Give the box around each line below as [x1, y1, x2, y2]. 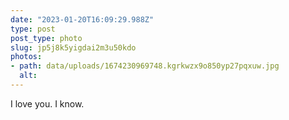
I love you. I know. [10, 97, 85, 110]
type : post [10, 24, 56, 34]
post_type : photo [10, 33, 83, 43]
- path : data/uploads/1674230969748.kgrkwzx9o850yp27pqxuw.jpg [10, 61, 280, 71]
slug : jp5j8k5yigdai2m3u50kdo [10, 42, 137, 53]
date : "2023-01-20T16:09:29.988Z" [10, 14, 155, 25]
